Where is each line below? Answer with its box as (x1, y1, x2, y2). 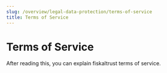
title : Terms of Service (6, 14, 69, 20)
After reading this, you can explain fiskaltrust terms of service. (6, 60, 161, 67)
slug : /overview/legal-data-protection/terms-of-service (6, 8, 153, 15)
